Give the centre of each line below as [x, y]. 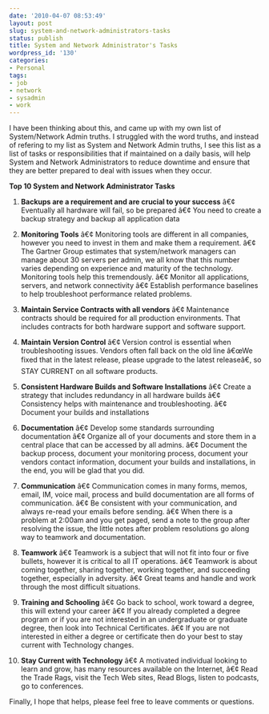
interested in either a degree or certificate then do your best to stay [132, 637]
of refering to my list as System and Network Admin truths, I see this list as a [135, 145]
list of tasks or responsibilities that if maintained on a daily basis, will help [130, 154]
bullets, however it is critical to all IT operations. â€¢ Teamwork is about [139, 562]
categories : [29, 61]
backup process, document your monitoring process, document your [134, 453]
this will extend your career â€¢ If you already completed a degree [130, 611]
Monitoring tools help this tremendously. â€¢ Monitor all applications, [134, 277]
